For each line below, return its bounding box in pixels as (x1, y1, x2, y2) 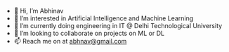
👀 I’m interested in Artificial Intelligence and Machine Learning (13, 14, 194, 22)
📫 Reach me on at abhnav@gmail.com (13, 37, 127, 45)
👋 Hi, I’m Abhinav (13, 7, 64, 15)
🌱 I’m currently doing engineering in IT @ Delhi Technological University (13, 22, 223, 30)
